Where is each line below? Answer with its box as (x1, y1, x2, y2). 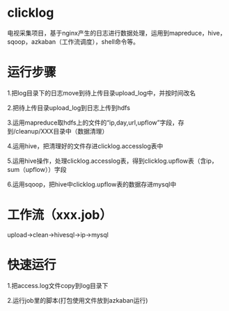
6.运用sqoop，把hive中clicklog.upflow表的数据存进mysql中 (7, 180, 177, 189)
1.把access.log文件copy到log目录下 (7, 281, 109, 289)
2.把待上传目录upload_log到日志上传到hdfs (7, 103, 131, 112)
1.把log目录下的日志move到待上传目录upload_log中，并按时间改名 (7, 88, 196, 97)
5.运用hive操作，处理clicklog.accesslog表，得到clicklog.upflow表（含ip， (7, 157, 218, 165)
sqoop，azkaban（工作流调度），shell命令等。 (7, 37, 139, 46)
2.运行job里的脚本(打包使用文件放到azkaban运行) (7, 296, 148, 304)
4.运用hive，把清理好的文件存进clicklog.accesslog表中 (7, 141, 164, 150)
